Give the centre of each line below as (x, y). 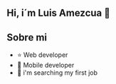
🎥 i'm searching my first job (57, 73)
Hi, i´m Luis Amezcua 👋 (59, 13)
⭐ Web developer (42, 55)
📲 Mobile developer (46, 65)
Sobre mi (27, 37)
